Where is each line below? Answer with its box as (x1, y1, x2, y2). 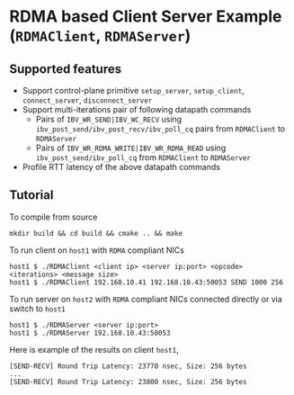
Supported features (9, 61, 122, 76)
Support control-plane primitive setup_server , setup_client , (22, 85, 245, 95)
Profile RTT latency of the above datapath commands (22, 162, 220, 172)
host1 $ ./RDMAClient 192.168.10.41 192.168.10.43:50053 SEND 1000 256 (9, 277, 283, 287)
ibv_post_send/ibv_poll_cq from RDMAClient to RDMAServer (35, 152, 252, 163)
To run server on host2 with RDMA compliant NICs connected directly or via (9, 293, 283, 304)
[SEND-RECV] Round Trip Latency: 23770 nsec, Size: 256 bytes (9, 362, 247, 371)
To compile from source (9, 211, 98, 222)
